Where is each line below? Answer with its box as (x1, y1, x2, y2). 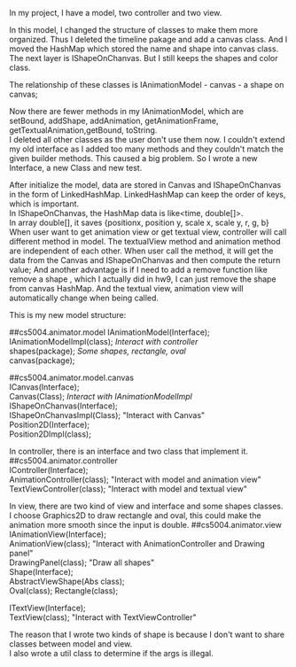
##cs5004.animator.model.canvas (9, 372, 135, 383)
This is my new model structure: (9, 310, 127, 320)
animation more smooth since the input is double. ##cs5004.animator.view (9, 520, 282, 530)
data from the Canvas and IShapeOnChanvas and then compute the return (9, 255, 281, 265)
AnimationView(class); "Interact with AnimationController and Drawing (9, 539, 266, 548)
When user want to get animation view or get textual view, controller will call (9, 227, 287, 237)
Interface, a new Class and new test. (9, 163, 143, 173)
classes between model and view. (9, 639, 133, 649)
